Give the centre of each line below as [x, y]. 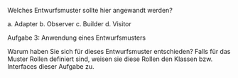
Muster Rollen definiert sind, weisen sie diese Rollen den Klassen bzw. [110, 59]
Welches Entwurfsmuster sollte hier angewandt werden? [90, 10]
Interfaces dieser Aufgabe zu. [51, 66]
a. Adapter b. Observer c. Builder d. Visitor [69, 24]
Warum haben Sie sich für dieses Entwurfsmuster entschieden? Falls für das [119, 51]
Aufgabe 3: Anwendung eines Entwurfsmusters [77, 38]
